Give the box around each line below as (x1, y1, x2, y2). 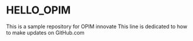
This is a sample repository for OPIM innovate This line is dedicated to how (6, 23, 188, 30)
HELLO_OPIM (6, 4, 71, 17)
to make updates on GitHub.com (6, 29, 85, 36)
